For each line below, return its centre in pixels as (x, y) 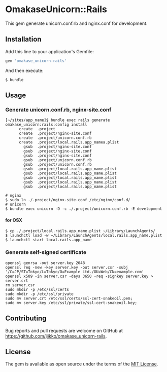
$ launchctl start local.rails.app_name (49, 240)
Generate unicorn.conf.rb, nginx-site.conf (58, 109)
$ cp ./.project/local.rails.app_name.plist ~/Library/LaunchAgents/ (80, 231)
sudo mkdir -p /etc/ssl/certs (37, 289)
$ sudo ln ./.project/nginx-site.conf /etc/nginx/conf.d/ (68, 200)
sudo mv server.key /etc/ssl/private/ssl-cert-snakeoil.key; (71, 303)
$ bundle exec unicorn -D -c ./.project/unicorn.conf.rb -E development (84, 209)
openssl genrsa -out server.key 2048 (45, 263)
